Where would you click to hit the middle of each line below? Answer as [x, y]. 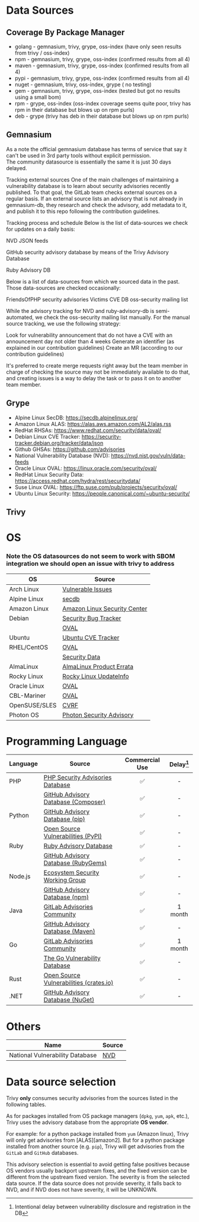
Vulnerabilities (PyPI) [73, 836]
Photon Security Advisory [98, 715]
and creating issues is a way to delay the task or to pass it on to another [94, 378]
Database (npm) [66, 897]
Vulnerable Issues [87, 589]
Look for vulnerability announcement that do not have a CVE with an [89, 335]
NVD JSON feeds [27, 240]
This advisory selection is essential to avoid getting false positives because [98, 1164]
